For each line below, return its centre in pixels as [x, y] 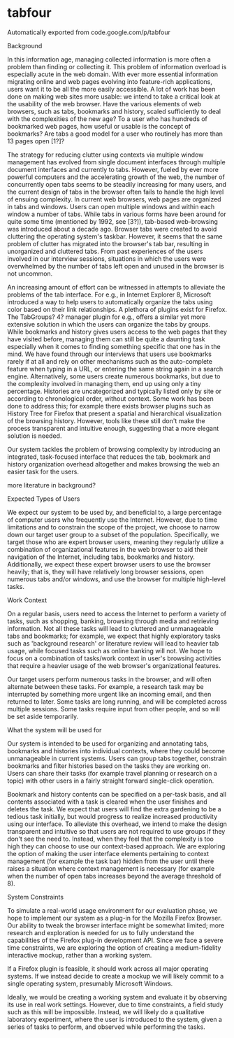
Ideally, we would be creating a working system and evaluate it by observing [117, 997]
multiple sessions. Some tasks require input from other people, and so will [114, 709]
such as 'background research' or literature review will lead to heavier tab [113, 643]
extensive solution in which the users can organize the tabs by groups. [109, 324]
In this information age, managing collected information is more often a [109, 59]
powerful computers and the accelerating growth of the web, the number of [116, 177]
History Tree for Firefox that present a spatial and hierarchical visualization [115, 413]
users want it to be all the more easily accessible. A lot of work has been [111, 89]
